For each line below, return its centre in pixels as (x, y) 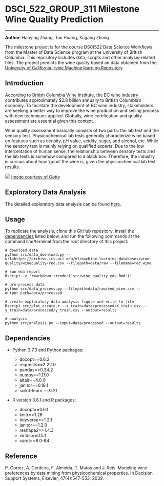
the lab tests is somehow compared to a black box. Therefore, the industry (80, 156)
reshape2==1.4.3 (36, 430)
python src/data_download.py (35, 255)
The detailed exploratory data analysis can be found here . (63, 204)
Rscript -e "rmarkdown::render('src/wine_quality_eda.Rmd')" (69, 276)
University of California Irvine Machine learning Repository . (64, 67)
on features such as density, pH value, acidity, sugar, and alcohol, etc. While (82, 141)
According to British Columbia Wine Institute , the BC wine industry (72, 95)
